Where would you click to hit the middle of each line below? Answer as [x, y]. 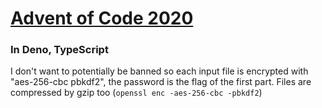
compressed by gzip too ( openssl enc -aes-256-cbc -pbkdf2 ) [136, 93]
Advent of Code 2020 [102, 18]
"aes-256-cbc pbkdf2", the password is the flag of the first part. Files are [161, 82]
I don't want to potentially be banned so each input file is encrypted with [159, 71]
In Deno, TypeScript [59, 50]
